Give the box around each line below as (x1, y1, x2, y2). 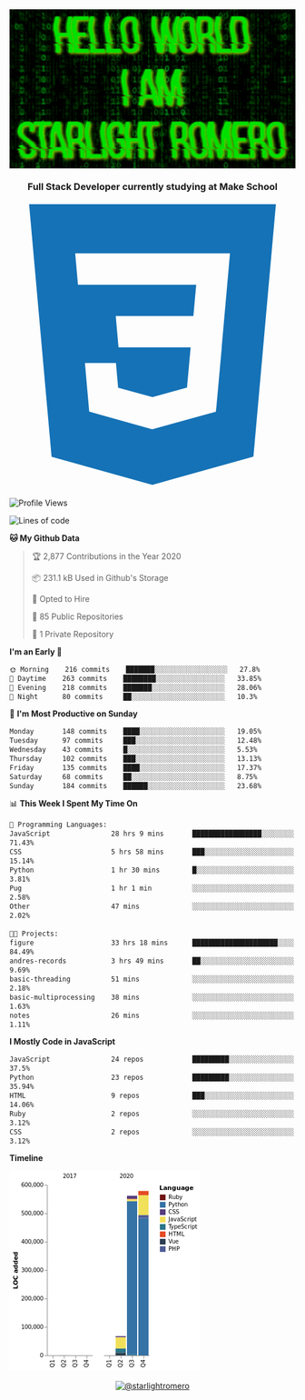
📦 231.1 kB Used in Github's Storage (31, 572, 169, 583)
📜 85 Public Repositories (31, 611, 124, 622)
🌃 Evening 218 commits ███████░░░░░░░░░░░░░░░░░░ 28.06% (9, 683, 261, 692)
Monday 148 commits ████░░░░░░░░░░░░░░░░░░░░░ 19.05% (9, 726, 261, 735)
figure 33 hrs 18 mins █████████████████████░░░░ (9, 938, 295, 947)
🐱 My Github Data (9, 532, 80, 544)
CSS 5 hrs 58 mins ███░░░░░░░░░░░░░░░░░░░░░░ (9, 847, 295, 856)
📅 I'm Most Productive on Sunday (9, 708, 138, 719)
